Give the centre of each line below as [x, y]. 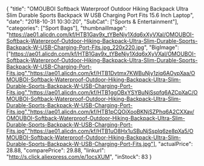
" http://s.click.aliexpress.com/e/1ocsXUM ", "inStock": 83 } [79, 157]
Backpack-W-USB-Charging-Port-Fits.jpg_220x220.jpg [75, 47]
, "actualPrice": [174, 144]
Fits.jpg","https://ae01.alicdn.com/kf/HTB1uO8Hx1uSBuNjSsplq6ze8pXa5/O [100, 131]
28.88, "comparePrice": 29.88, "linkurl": [56, 150]
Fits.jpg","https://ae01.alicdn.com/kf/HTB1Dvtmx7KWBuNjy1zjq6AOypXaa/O [101, 73]
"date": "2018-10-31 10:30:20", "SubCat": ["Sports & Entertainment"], [93, 22]
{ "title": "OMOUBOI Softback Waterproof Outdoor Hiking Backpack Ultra [97, 9]
